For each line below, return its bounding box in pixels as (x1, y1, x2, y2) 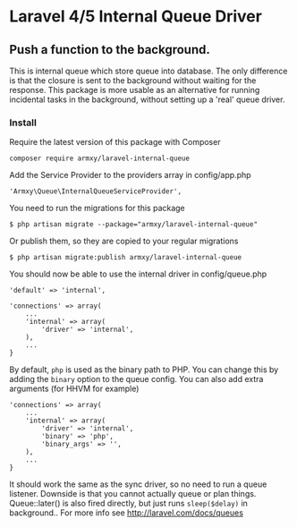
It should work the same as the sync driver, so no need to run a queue (9, 479, 267, 489)
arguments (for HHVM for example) (9, 383, 140, 395)
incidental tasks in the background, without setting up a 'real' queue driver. (9, 94, 285, 105)
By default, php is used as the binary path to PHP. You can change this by (9, 364, 279, 375)
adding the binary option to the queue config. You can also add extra (9, 374, 264, 385)
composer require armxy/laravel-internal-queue (9, 154, 191, 163)
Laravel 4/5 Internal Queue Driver (9, 6, 262, 27)
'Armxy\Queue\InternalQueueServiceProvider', (9, 187, 182, 196)
